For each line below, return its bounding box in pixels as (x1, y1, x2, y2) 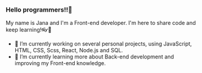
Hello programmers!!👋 (5, 5, 72, 14)
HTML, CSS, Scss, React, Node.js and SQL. (14, 47, 123, 54)
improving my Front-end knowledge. (14, 60, 106, 67)
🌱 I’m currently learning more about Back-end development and (14, 53, 175, 60)
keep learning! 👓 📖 (5, 26, 52, 33)
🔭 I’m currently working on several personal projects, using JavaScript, (14, 40, 192, 47)
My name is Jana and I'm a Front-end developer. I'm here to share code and (5, 19, 196, 27)
